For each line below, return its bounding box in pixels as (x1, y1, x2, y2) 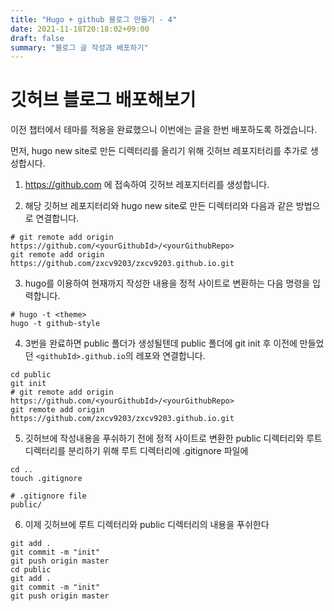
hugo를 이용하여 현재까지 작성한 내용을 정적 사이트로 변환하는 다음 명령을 (24, 277, 311, 290)
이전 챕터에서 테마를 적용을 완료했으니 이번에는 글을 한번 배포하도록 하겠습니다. (10, 124, 318, 136)
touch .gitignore (10, 474, 83, 484)
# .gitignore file (10, 491, 87, 501)
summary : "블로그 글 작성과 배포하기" (10, 42, 149, 53)
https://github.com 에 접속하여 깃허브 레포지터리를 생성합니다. (24, 179, 270, 191)
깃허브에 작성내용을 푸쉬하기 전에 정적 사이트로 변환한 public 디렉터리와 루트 (24, 432, 323, 445)
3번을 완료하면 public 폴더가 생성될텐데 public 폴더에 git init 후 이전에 (24, 337, 298, 350)
